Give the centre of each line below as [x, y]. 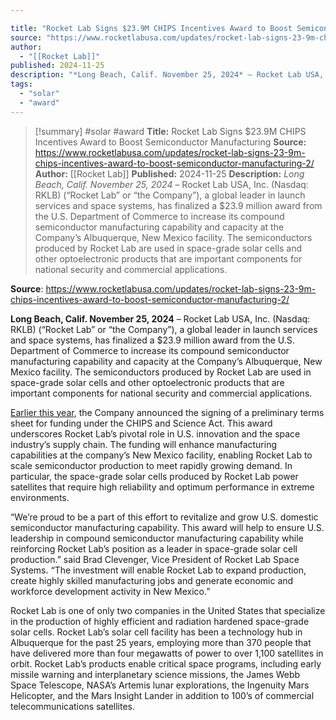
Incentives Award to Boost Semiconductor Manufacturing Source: [170, 142]
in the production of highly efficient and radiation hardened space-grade [160, 621]
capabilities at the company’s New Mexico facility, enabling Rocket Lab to [161, 455]
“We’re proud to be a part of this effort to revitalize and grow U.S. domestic [164, 517]
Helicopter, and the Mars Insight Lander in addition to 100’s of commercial [162, 695]
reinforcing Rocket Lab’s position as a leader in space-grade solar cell [154, 548]
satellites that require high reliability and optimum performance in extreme [162, 487]
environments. [40, 497]
